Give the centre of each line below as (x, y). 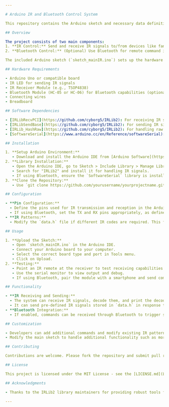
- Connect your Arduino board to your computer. (64, 250)
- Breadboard (19, 102)
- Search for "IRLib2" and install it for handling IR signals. (81, 171)
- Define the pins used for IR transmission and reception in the (81, 208)
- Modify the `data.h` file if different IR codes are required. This (85, 222)
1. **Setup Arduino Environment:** (43, 152)
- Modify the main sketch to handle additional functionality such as (81, 338)
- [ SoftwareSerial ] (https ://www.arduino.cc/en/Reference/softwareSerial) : (85, 134)
